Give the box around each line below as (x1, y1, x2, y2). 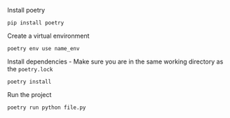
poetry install (7, 78, 52, 85)
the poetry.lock (7, 65, 53, 73)
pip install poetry (7, 20, 65, 27)
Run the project (7, 91, 52, 98)
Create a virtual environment (7, 31, 90, 40)
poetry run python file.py (7, 104, 86, 111)
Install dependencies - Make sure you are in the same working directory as (7, 57, 224, 66)
